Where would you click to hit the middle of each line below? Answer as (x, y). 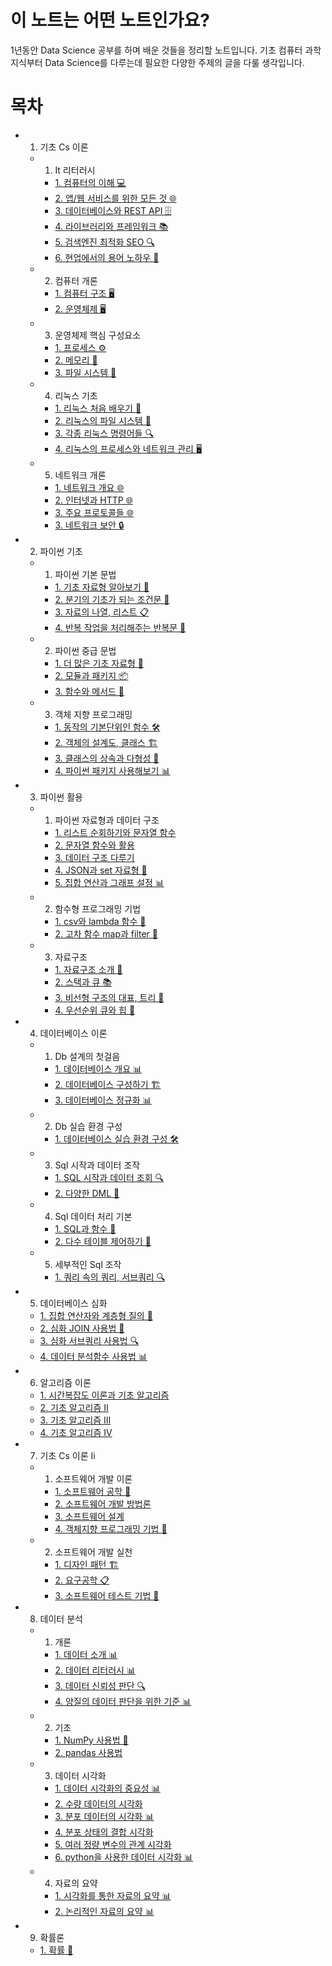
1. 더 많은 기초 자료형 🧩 (99, 663)
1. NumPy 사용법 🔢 (91, 1740)
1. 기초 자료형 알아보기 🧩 (102, 587)
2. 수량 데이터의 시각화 (98, 1803)
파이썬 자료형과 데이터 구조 (107, 820)
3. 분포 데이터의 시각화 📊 (104, 1816)
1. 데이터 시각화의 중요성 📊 (107, 1788)
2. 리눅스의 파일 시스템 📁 (103, 420)
